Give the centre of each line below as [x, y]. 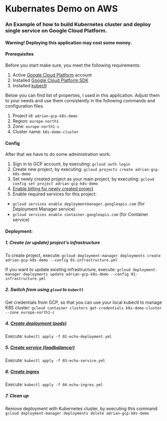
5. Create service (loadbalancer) [40, 348]
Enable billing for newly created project [53, 189]
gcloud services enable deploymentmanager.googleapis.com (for [79, 204]
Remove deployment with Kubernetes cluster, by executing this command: [82, 408]
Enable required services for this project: [54, 194]
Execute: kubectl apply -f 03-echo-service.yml [55, 360]
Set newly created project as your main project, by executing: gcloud [83, 179]
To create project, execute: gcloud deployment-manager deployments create [83, 255]
